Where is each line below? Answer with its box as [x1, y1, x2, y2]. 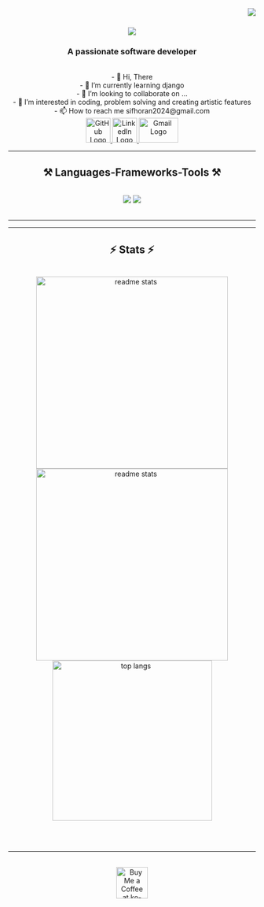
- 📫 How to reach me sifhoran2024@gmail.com [53, 106, 211, 116]
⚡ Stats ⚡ [109, 243, 155, 256]
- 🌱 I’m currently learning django [79, 80, 185, 90]
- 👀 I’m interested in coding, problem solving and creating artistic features [13, 98, 251, 107]
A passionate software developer [67, 46, 197, 58]
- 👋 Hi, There [111, 72, 153, 82]
